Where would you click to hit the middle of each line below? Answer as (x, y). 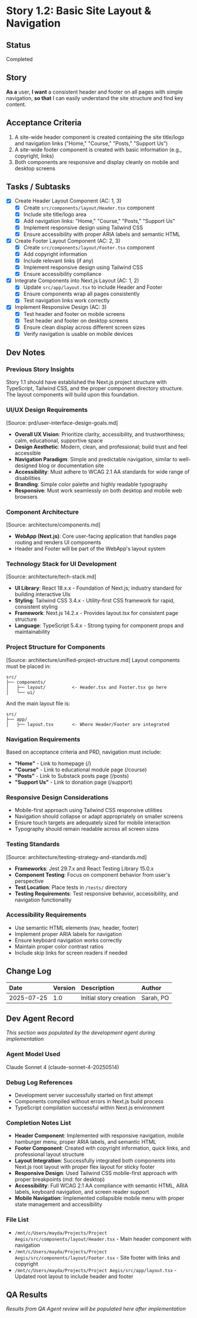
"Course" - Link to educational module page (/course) (81, 770)
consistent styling (36, 607)
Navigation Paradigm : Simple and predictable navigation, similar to (96, 459)
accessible (28, 453)
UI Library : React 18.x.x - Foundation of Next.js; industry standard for (98, 588)
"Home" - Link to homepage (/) (53, 763)
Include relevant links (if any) (59, 261)
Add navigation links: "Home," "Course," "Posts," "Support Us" (99, 221)
